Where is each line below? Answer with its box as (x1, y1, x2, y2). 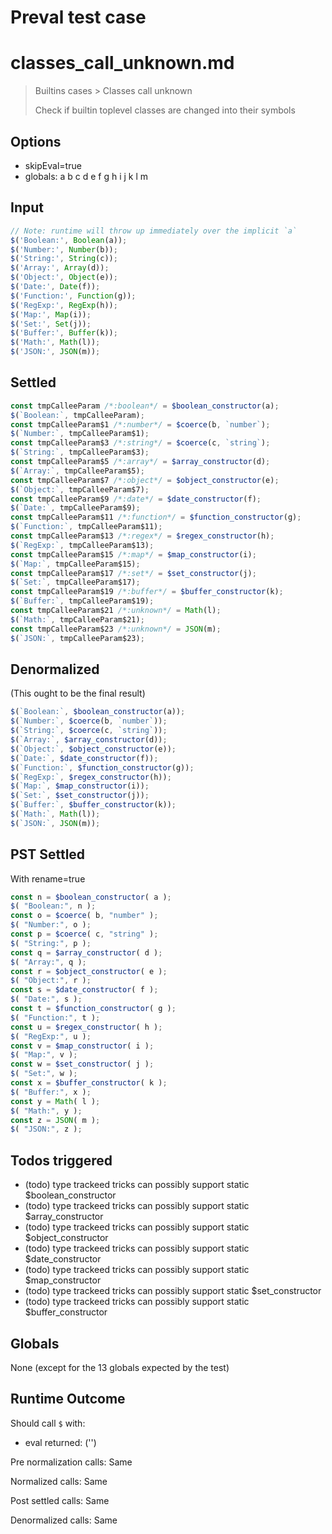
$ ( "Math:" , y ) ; (10, 1106, 83, 1116)
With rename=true (10, 872, 86, 885)
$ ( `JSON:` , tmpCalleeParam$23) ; (10, 633, 145, 643)
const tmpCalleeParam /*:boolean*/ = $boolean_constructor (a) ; (10, 401, 280, 411)
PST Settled (10, 846, 86, 863)
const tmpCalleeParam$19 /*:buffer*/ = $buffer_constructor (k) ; (10, 587, 284, 597)
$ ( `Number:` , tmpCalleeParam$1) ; (10, 429, 150, 439)
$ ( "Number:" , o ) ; (10, 920, 92, 930)
